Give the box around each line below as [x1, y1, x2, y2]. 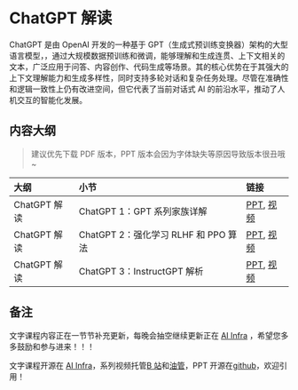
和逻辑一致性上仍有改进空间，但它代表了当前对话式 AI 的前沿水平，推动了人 [9, 84, 286, 94]
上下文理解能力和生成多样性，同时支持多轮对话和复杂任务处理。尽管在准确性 [9, 72, 289, 83]
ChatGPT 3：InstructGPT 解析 [78, 265, 204, 277]
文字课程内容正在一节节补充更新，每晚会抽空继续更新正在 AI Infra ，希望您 [9, 330, 281, 340]
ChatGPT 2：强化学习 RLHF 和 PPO [78, 228, 226, 241]
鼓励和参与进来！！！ [16, 341, 95, 352]
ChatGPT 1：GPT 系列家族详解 [78, 205, 208, 218]
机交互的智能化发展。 [9, 94, 87, 105]
